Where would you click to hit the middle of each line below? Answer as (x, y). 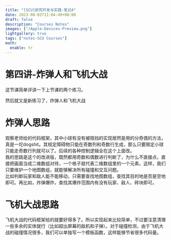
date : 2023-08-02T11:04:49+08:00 (41, 15)
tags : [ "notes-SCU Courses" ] (36, 39)
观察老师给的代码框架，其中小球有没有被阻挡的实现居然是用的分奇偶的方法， (85, 138)
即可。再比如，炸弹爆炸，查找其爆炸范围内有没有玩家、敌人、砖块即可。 (81, 182)
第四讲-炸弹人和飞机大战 (56, 74)
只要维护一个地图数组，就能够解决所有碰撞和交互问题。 (63, 170)
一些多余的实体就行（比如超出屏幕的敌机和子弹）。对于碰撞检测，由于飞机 (82, 226)
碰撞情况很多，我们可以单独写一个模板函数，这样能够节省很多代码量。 (88, 232)
